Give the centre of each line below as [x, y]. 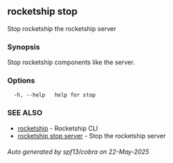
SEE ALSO [25, 113]
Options [21, 80]
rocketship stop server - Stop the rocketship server [92, 135]
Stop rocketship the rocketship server [62, 28]
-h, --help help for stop [55, 95]
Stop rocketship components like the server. [71, 62]
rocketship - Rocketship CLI [58, 128]
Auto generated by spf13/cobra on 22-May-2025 [78, 152]
